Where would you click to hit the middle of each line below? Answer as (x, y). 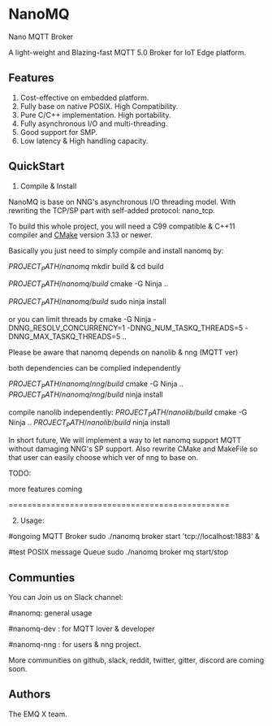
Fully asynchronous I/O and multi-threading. (94, 124)
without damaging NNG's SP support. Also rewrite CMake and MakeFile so (133, 449)
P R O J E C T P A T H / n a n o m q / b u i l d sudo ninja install (87, 302)
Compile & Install (48, 186)
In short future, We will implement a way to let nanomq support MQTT (125, 441)
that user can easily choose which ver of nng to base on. (104, 458)
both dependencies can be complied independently (95, 367)
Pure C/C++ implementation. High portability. (96, 115)
